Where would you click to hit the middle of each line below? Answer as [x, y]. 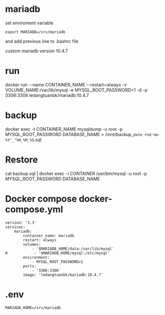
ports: [30, 266]
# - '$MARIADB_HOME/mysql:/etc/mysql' [58, 253]
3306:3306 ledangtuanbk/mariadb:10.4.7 [47, 95]
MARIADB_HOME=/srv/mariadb [33, 308]
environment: [37, 257]
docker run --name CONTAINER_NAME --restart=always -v [66, 84]
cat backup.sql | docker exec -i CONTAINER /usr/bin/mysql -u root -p [76, 173]
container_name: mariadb [49, 236]
